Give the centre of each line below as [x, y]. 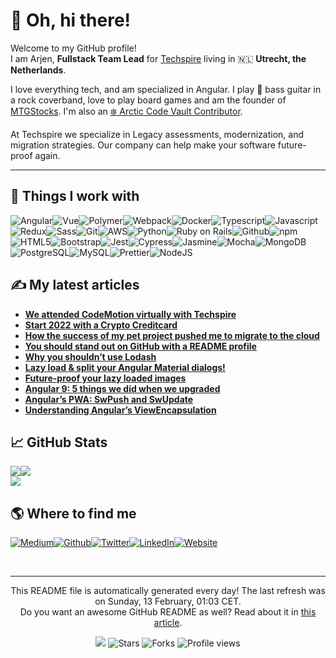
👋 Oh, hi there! [71, 20]
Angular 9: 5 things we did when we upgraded [122, 388]
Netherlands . [38, 70]
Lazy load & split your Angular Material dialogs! [125, 367]
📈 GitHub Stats [59, 442]
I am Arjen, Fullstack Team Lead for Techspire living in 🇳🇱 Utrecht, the [158, 58]
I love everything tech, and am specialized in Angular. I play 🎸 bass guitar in [166, 89]
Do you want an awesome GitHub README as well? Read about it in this [168, 612]
